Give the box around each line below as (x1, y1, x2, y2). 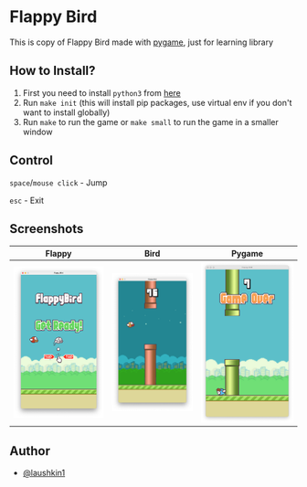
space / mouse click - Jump (9, 176, 108, 188)
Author (9, 443, 50, 459)
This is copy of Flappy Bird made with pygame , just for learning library (9, 37, 274, 48)
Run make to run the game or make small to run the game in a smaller (22, 116, 279, 127)
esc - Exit (9, 195, 44, 206)
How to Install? (9, 63, 96, 79)
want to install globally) (22, 107, 111, 118)
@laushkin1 (22, 468, 66, 479)
